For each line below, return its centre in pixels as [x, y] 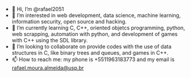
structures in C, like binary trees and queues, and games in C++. [90, 53]
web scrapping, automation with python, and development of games [95, 34]
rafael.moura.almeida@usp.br [48, 68]
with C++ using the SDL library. [50, 40]
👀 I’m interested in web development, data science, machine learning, [96, 15]
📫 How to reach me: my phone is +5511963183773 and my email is [93, 59]
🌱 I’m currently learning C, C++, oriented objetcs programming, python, [98, 28]
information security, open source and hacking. [69, 21]
